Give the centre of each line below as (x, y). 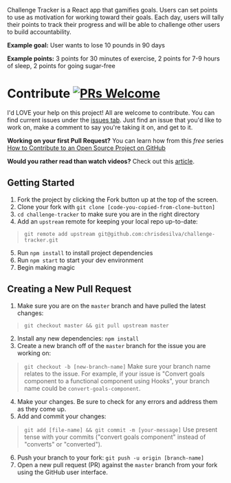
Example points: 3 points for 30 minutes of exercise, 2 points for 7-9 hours (113, 58)
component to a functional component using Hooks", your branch (117, 380)
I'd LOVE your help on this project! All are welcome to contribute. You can (111, 112)
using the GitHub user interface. (63, 472)
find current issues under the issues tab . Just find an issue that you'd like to (114, 120)
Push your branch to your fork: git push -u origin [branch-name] (110, 458)
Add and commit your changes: (62, 416)
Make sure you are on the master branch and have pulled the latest (111, 305)
